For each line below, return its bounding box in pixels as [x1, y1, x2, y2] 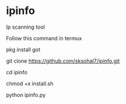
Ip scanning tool [6, 23, 45, 30]
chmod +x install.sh [6, 80, 54, 87]
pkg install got [6, 46, 41, 53]
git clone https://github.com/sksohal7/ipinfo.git [6, 57, 120, 64]
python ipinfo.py [6, 91, 46, 98]
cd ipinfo [6, 68, 28, 75]
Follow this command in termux [6, 34, 82, 41]
